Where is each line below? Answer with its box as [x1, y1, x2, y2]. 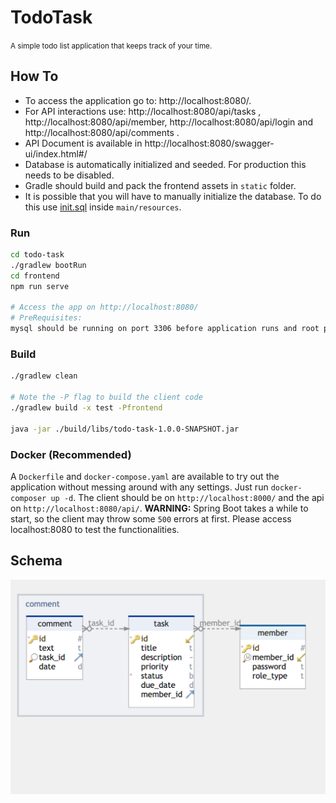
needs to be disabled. [24, 169, 115, 181]
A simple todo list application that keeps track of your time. [10, 41, 213, 51]
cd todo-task [10, 250, 65, 260]
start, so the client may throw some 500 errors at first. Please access [10, 512, 292, 525]
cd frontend [10, 271, 60, 281]
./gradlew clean [10, 371, 78, 381]
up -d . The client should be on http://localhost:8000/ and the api [50, 491, 325, 503]
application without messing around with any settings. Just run [10, 481, 269, 493]
